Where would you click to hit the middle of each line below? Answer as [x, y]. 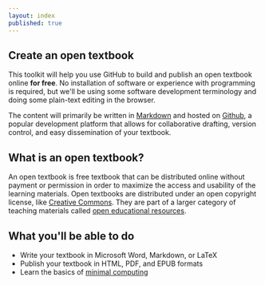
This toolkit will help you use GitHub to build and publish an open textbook [131, 75]
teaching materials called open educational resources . [97, 211]
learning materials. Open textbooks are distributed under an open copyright [132, 194]
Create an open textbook [71, 55]
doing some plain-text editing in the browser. [82, 100]
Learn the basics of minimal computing [84, 271]
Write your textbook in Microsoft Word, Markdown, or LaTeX [119, 255]
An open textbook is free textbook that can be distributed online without [127, 177]
